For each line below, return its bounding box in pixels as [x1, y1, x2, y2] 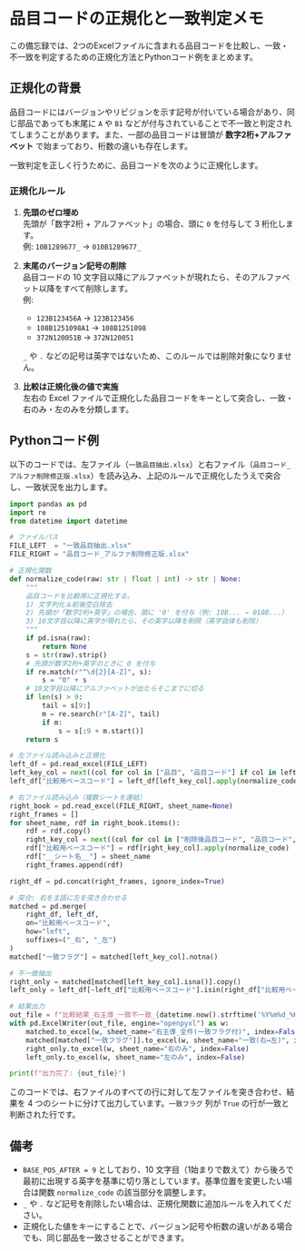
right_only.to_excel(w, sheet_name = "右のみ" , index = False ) [25, 1044, 250, 1053]
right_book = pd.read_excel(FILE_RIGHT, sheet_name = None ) [9, 801, 233, 811]
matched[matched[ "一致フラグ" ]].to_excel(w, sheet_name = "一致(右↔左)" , [25, 1036, 290, 1045]
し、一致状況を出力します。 [9, 481, 113, 492]
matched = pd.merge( [9, 901, 88, 911]
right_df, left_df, [25, 910, 100, 920]
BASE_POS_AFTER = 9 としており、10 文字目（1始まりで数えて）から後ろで [22, 1164, 294, 1176]
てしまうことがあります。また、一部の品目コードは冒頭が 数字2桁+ [9, 129, 261, 140]
